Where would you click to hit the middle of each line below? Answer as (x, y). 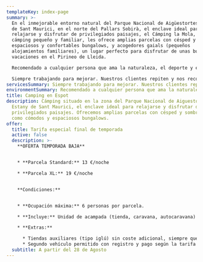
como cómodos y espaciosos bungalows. (61, 118)
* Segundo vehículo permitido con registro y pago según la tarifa (109, 244)
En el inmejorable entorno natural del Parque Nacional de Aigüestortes (105, 23)
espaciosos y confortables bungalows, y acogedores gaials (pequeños (101, 46)
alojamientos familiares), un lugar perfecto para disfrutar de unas (101, 51)
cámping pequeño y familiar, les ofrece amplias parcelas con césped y (104, 40)
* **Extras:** (35, 228)
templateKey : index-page (37, 12)
